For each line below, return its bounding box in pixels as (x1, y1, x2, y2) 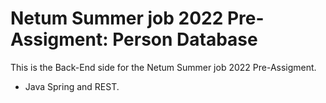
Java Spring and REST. (24, 80, 120, 92)
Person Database (112, 28, 258, 51)
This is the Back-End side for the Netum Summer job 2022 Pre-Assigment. (10, 61, 317, 73)
